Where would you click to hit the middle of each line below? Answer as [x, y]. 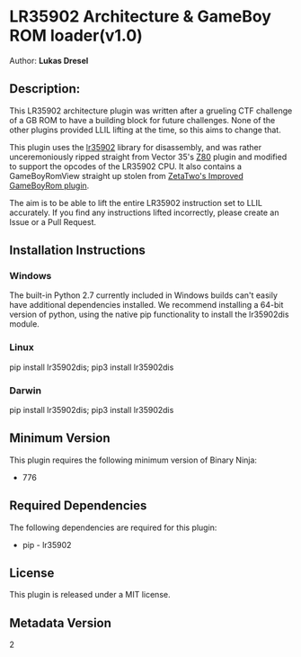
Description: [45, 89]
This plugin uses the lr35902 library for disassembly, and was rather [136, 147]
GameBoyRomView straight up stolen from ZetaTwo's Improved [127, 175]
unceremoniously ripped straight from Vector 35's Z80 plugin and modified [148, 157]
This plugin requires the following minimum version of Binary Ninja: [133, 460]
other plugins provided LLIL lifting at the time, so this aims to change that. [145, 130]
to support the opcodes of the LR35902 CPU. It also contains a [126, 166]
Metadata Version [61, 623]
